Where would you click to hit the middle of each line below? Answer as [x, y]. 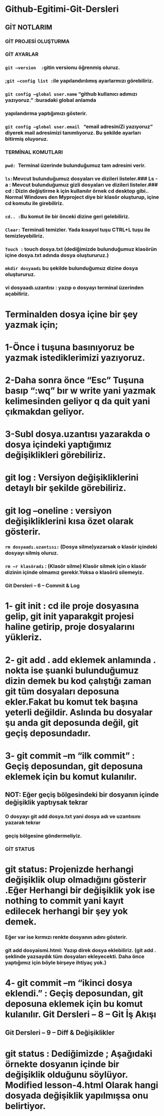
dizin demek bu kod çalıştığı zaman [78, 681]
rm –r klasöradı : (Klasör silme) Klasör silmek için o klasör [76, 566]
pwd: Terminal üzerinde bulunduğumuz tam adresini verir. [76, 165]
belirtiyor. [25, 1106]
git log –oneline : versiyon [58, 510]
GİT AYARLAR [22, 54]
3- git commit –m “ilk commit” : [70, 756]
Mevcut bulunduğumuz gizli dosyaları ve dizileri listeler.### [85, 185]
